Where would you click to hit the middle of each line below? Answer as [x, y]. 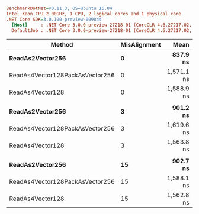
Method [62, 45]
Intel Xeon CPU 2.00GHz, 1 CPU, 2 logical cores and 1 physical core [94, 14]
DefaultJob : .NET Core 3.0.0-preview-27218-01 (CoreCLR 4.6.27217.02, [102, 30]
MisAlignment [141, 45]
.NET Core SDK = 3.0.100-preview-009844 [54, 19]
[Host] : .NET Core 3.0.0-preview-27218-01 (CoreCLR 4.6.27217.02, [102, 25]
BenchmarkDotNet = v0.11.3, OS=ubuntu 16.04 [59, 8]
